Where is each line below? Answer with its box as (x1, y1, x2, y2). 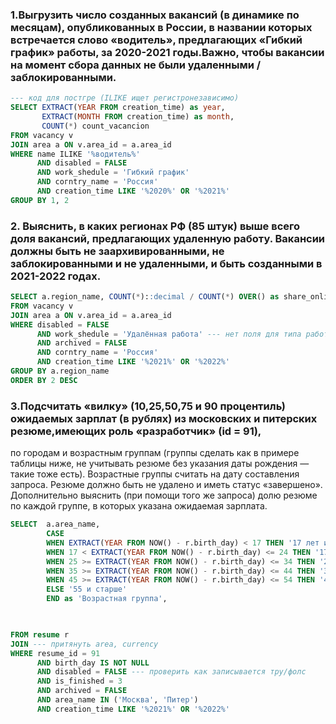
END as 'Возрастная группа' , (46, 594, 168, 604)
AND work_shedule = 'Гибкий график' (36, 168, 190, 178)
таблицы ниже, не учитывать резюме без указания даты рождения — (10, 458, 310, 470)
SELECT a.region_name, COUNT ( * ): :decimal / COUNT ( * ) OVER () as (10, 292, 280, 302)
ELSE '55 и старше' (46, 584, 128, 595)
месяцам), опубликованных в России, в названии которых (10, 20, 313, 34)
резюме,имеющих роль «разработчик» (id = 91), (10, 424, 262, 438)
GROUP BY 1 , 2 (10, 195, 70, 205)
